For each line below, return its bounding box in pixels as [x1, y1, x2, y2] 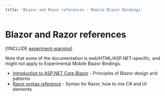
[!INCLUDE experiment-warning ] [5, 45, 73, 51]
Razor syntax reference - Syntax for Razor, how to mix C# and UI [12, 80, 147, 86]
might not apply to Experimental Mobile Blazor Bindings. [5, 60, 122, 66]
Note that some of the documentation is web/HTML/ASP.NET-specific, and [5, 55, 160, 61]
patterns [12, 75, 30, 81]
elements [12, 86, 32, 92]
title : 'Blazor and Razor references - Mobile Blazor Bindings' [5, 7, 143, 12]
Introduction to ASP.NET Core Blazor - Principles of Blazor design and [12, 70, 157, 76]
